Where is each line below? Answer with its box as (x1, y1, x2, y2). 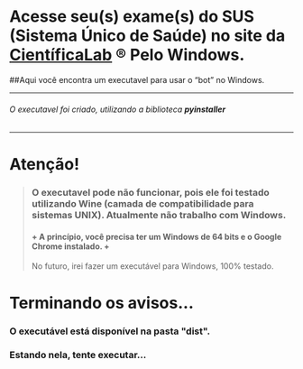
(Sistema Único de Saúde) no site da (9, 25, 286, 46)
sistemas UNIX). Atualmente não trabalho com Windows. (31, 209, 287, 222)
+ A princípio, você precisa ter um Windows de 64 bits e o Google (31, 231, 282, 242)
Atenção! (9, 154, 79, 175)
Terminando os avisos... (9, 292, 194, 313)
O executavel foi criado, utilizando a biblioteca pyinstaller (9, 104, 226, 115)
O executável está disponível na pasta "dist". (9, 325, 211, 337)
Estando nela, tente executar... (9, 349, 147, 362)
